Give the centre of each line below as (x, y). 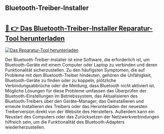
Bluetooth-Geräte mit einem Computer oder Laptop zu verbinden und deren (81, 65)
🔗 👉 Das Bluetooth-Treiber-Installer (61, 28)
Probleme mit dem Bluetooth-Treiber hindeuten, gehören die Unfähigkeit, (79, 75)
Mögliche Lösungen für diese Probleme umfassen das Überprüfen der (76, 91)
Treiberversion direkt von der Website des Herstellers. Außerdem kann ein (80, 112)
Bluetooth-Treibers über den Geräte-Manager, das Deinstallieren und (74, 101)
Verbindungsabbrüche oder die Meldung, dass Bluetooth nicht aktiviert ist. (80, 86)
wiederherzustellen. (25, 127)
